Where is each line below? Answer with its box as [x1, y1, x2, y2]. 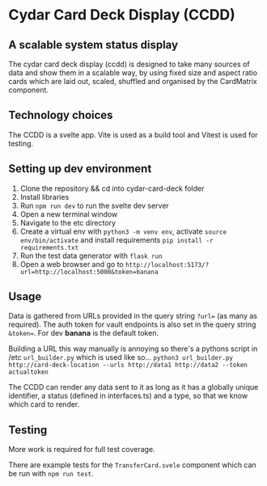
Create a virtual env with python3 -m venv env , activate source [19, 226, 227, 236]
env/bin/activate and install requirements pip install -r [19, 235, 214, 244]
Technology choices [8, 108, 113, 122]
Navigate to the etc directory [19, 218, 116, 227]
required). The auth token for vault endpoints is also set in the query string [8, 319, 256, 329]
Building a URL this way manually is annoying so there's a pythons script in [8, 344, 258, 353]
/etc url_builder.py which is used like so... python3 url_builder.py [8, 353, 233, 362]
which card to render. [8, 399, 80, 409]
